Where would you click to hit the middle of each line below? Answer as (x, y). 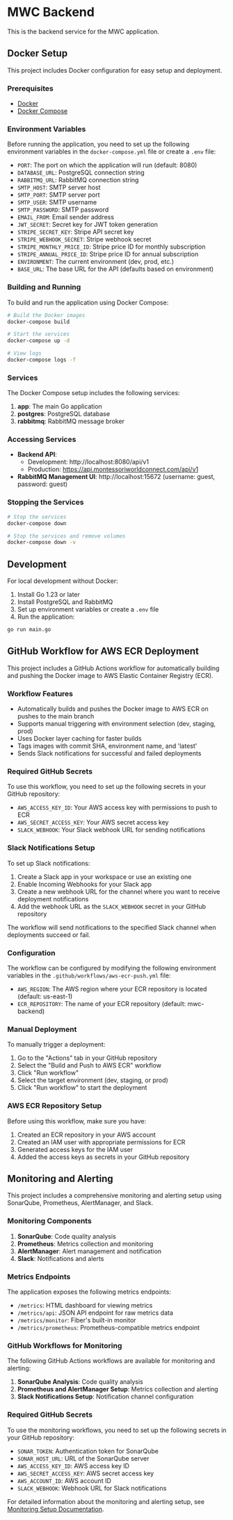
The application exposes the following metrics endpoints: (89, 1292)
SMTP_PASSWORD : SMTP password (63, 209)
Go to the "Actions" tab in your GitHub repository (87, 1058)
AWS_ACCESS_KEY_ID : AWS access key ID (73, 1466)
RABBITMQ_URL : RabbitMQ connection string (78, 180)
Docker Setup (38, 53)
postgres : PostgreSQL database (63, 414)
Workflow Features (40, 693)
